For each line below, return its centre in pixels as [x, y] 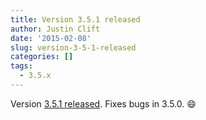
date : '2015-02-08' [51, 38]
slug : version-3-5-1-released [73, 47]
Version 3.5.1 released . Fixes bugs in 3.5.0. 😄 [103, 103]
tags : [21, 66]
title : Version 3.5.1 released [75, 19]
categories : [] [42, 57]
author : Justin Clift [55, 29]
